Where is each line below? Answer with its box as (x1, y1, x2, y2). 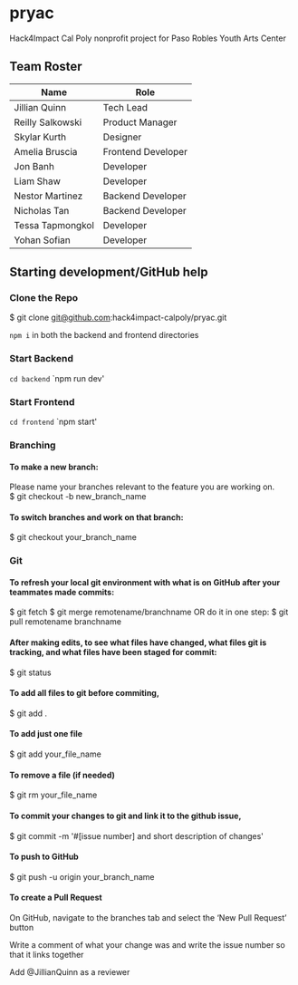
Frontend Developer (102, 145, 188, 158)
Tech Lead (102, 101, 148, 113)
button (9, 922, 34, 932)
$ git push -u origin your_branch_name (9, 871, 155, 882)
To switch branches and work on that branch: (9, 511, 184, 523)
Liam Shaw (14, 175, 62, 188)
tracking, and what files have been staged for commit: (9, 647, 217, 658)
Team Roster (9, 59, 83, 74)
